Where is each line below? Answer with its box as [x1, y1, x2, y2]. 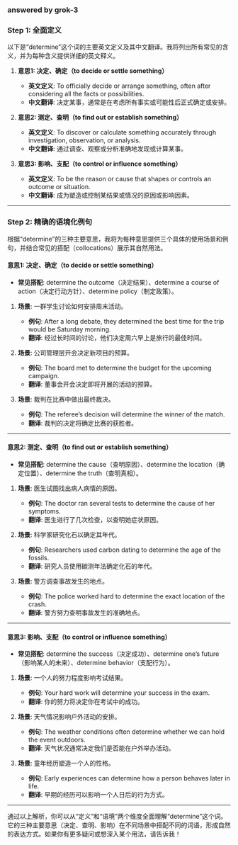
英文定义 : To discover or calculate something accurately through [28, 128, 217, 137]
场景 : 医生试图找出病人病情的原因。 [17, 484, 121, 492]
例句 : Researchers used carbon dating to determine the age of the [28, 545, 222, 554]
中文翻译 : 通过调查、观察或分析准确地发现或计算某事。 [28, 144, 188, 153]
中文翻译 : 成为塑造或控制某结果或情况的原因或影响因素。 [28, 191, 193, 200]
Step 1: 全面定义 [7, 25, 62, 35]
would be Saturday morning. [28, 324, 111, 334]
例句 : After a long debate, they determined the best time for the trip [28, 317, 225, 325]
